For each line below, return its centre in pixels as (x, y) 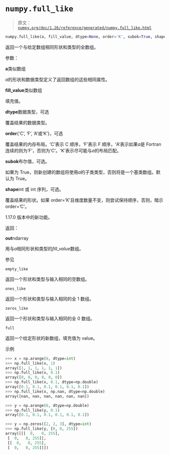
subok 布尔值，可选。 (28, 161)
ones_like (16, 288)
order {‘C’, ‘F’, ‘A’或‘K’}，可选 (34, 133)
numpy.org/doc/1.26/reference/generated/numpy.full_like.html (84, 28)
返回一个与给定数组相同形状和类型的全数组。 (52, 47)
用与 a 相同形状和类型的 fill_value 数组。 (45, 248)
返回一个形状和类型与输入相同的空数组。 (47, 279)
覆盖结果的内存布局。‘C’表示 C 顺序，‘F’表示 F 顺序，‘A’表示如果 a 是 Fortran (83, 144)
